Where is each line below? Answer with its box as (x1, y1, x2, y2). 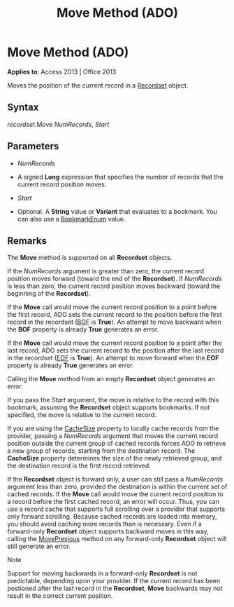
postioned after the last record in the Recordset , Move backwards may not (7, 584, 223, 593)
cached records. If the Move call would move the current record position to (7, 490, 224, 498)
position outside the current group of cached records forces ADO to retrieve (7, 439, 226, 448)
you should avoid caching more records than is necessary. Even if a (7, 520, 203, 528)
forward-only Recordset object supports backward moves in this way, (7, 527, 210, 536)
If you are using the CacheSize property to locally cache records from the (7, 424, 219, 432)
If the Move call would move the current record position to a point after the (7, 339, 222, 348)
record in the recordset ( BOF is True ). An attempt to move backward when (7, 318, 221, 327)
